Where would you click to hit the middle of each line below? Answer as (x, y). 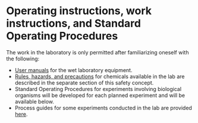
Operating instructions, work (79, 11)
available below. (34, 101)
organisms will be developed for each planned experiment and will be (100, 95)
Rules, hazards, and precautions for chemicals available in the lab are (100, 76)
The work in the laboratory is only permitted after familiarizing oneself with (98, 52)
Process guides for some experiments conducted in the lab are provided (103, 108)
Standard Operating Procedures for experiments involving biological (98, 89)
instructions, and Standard (74, 23)
